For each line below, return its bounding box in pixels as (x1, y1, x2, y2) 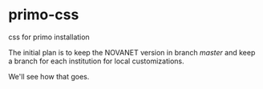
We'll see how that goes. (8, 71, 90, 81)
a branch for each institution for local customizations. (8, 56, 184, 66)
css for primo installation (8, 32, 90, 42)
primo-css (8, 6, 79, 24)
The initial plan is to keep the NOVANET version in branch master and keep (8, 47, 256, 57)
